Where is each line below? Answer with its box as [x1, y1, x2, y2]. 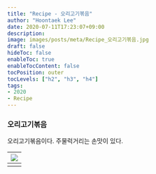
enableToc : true [7, 56, 55, 63]
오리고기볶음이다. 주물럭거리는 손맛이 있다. [7, 137, 124, 145]
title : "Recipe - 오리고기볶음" [7, 10, 93, 18]
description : [7, 29, 45, 37]
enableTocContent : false [7, 62, 80, 69]
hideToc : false [7, 50, 52, 57]
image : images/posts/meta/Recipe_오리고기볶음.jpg [7, 36, 149, 43]
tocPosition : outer [7, 69, 64, 76]
